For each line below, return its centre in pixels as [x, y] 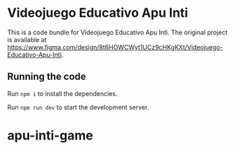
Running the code [47, 77]
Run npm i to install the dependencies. [62, 93]
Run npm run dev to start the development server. [78, 107]
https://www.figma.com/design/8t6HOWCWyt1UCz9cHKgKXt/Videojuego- [115, 47]
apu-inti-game [50, 135]
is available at [27, 39]
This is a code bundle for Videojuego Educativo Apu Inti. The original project [117, 32]
